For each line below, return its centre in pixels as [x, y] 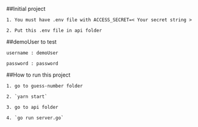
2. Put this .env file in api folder [54, 30]
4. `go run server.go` [35, 118]
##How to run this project [38, 75]
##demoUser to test [31, 42]
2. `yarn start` [27, 97]
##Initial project [26, 9]
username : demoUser [33, 53]
